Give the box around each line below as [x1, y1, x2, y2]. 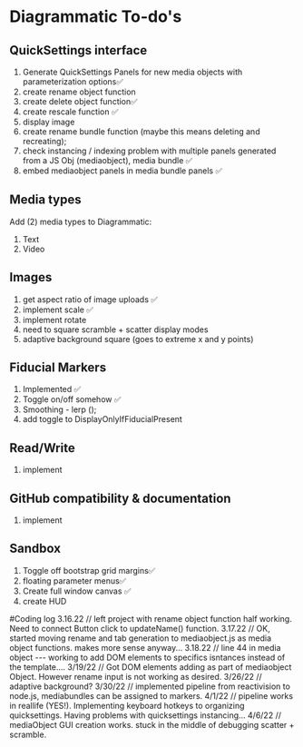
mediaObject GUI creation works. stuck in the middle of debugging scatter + [9, 719, 295, 730]
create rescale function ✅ [22, 106, 119, 117]
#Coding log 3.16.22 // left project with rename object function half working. [9, 613, 292, 624]
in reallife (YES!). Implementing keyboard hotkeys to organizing [9, 700, 245, 711]
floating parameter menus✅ [22, 575, 127, 586]
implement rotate [22, 314, 87, 325]
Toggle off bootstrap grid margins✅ [22, 565, 156, 575]
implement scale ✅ [22, 304, 93, 315]
